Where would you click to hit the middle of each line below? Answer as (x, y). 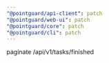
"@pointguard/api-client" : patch (54, 13)
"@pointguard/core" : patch (45, 26)
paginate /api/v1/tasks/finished (50, 52)
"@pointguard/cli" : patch (43, 33)
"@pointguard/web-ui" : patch (48, 20)
